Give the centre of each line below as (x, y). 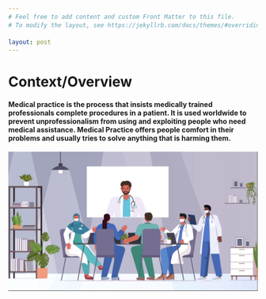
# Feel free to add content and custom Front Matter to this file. (122, 17)
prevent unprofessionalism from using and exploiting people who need (127, 121)
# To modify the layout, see (56, 25)
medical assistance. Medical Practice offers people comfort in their (121, 130)
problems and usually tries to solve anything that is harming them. (120, 138)
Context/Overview (70, 82)
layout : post (30, 42)
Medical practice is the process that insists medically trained (110, 105)
